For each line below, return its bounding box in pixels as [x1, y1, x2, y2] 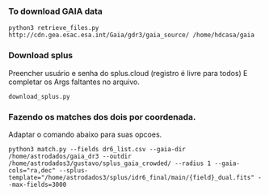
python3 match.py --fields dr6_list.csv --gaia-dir [8, 145, 186, 153]
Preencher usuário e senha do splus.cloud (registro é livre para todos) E [8, 68, 248, 78]
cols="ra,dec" [8, 166, 57, 175]
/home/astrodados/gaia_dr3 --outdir [8, 152, 132, 160]
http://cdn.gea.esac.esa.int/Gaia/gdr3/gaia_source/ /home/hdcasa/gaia [8, 31, 254, 40]
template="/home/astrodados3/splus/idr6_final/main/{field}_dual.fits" [8, 173, 254, 181]
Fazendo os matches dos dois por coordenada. [8, 111, 196, 122]
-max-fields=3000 [8, 180, 67, 189]
